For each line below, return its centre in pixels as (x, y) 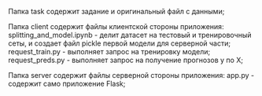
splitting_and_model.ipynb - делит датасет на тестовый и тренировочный (130, 35)
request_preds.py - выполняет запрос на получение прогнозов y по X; (126, 60)
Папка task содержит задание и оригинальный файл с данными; (116, 11)
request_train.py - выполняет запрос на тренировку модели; (109, 52)
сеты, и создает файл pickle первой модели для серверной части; (119, 43)
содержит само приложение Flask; (67, 83)
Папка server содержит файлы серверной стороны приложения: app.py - (131, 75)
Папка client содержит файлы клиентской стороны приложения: (116, 26)
